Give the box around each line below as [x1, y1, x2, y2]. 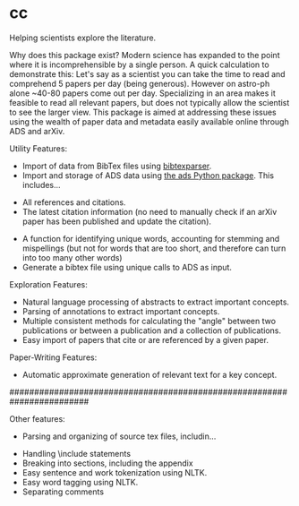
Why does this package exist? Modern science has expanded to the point [9, 49, 280, 60]
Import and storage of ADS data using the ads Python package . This [21, 169, 275, 181]
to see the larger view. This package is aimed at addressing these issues [9, 107, 277, 117]
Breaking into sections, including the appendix [21, 458, 194, 468]
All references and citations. [21, 196, 126, 208]
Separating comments [21, 486, 105, 497]
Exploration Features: [9, 279, 88, 289]
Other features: [9, 413, 65, 424]
